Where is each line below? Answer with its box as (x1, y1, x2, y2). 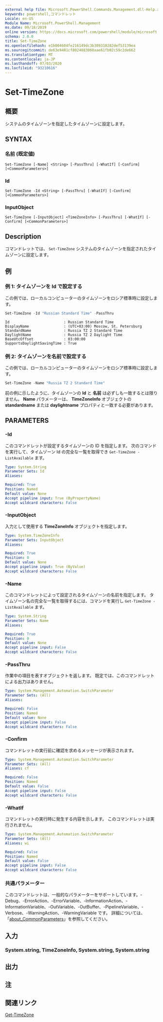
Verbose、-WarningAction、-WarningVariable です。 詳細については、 (5, 910, 146, 916)
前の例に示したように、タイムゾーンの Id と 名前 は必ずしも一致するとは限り (5, 390, 158, 396)
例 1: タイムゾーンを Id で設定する (5, 283, 82, 290)
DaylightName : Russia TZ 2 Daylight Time (5, 332, 123, 337)
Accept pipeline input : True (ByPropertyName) (5, 496, 101, 501)
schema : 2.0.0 (5, 34, 34, 39)
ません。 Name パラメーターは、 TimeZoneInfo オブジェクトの (5, 396, 132, 402)
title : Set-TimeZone (5, 39, 47, 44)
